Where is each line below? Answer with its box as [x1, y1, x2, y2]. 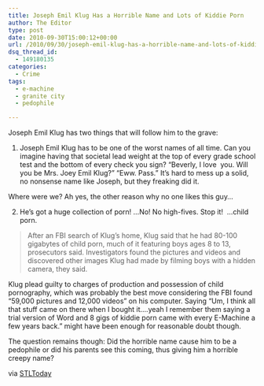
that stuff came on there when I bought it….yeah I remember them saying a [8, 305, 251, 314]
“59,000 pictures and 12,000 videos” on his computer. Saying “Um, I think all [8, 296, 256, 306]
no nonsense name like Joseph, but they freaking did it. [19, 176, 200, 186]
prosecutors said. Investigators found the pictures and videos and [27, 247, 241, 257]
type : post [8, 26, 44, 34]
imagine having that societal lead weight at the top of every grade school [19, 151, 256, 161]
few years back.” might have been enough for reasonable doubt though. [8, 321, 242, 331]
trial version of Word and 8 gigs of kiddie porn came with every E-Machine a [8, 313, 255, 323]
